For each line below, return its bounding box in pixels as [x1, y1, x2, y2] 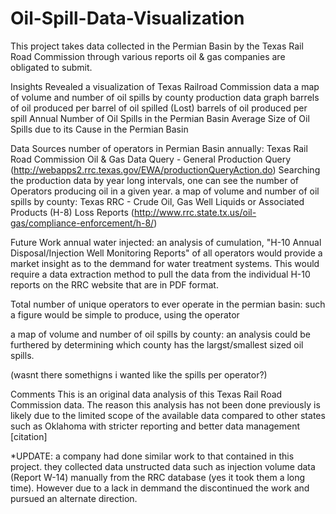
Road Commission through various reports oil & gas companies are [10, 50, 286, 62]
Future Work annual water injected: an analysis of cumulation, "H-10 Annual [10, 236, 322, 248]
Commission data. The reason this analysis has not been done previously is [10, 398, 321, 411]
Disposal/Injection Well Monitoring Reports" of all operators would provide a [10, 247, 323, 259]
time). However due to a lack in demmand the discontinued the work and [10, 482, 310, 494]
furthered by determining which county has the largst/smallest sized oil [10, 338, 304, 351]
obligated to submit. [10, 61, 93, 73]
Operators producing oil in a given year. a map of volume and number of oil [10, 185, 320, 197]
